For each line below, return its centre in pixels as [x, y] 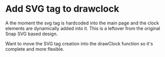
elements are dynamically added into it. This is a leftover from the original [83, 28]
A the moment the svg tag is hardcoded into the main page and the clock [82, 23]
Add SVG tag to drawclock [62, 9]
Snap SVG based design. [32, 34]
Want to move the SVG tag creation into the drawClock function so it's [79, 43]
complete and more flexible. [35, 49]
